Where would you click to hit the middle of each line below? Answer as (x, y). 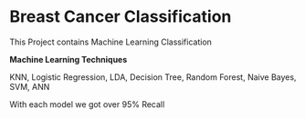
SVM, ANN (30, 86)
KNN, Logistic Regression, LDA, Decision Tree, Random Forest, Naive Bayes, (153, 77)
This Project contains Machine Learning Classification (111, 42)
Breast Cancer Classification (121, 17)
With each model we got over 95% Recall (87, 104)
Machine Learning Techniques (68, 59)
